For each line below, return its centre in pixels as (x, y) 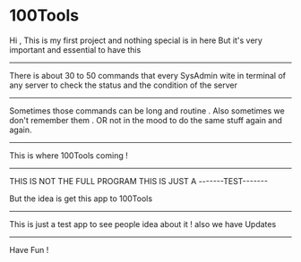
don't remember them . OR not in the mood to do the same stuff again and (146, 120)
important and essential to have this (75, 49)
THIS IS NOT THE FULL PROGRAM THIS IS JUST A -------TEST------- (139, 181)
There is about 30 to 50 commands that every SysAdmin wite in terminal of (148, 75)
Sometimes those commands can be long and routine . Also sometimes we (147, 110)
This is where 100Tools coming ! (69, 155)
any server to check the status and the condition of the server (123, 85)
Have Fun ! (29, 249)
